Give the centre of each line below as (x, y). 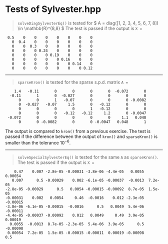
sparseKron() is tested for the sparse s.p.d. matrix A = (73, 82)
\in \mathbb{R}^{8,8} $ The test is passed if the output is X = (80, 28)
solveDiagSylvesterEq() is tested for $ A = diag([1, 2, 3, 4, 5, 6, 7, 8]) (88, 23)
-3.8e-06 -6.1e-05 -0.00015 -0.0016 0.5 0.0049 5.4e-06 (74, 206)
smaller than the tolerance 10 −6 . (38, 142)
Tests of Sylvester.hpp (53, 9)
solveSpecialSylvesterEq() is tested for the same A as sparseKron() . (88, 157)
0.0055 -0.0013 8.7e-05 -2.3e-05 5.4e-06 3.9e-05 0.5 (77, 224)
